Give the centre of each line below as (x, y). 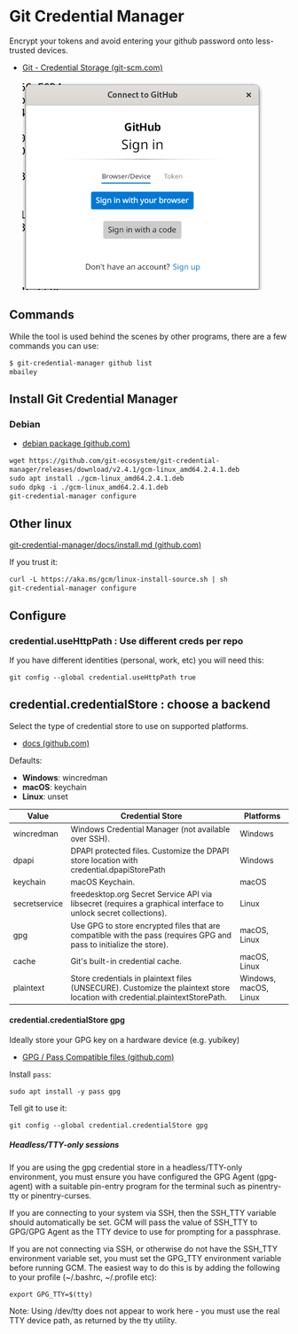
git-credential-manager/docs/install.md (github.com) (106, 545)
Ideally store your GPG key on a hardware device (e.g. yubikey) (125, 1040)
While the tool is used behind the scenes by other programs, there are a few (148, 336)
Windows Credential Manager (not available (150, 829)
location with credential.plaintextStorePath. (149, 997)
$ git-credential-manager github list (81, 363)
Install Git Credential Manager (94, 400)
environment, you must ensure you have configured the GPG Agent (132, 1176)
